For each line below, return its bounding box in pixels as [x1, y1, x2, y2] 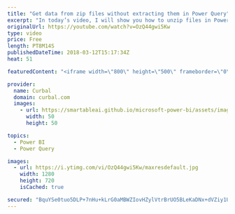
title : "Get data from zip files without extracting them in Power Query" [7, 10, 230, 17]
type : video [7, 29, 42, 37]
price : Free [7, 36, 42, 43]
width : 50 [25, 113, 55, 121]
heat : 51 [7, 56, 33, 63]
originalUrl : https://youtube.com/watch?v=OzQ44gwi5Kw [7, 23, 171, 30]
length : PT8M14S [7, 43, 55, 49]
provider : [7, 81, 36, 88]
